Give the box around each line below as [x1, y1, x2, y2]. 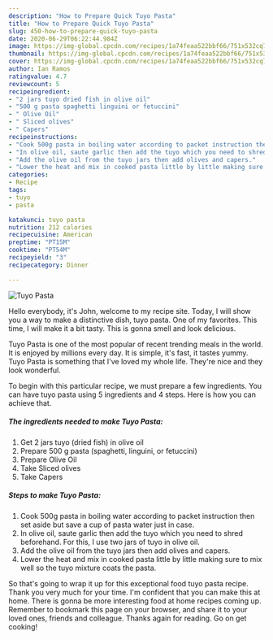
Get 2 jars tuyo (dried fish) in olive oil [19, 437, 144, 447]
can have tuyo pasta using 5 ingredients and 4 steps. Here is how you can [8, 390, 256, 399]
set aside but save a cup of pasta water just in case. [19, 520, 195, 529]
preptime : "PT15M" [8, 238, 71, 246]
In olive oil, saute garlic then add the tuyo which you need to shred [19, 528, 244, 538]
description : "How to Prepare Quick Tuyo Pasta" [8, 11, 176, 20]
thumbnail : [8, 50, 45, 58]
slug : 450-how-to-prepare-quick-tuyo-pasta [8, 27, 158, 35]
